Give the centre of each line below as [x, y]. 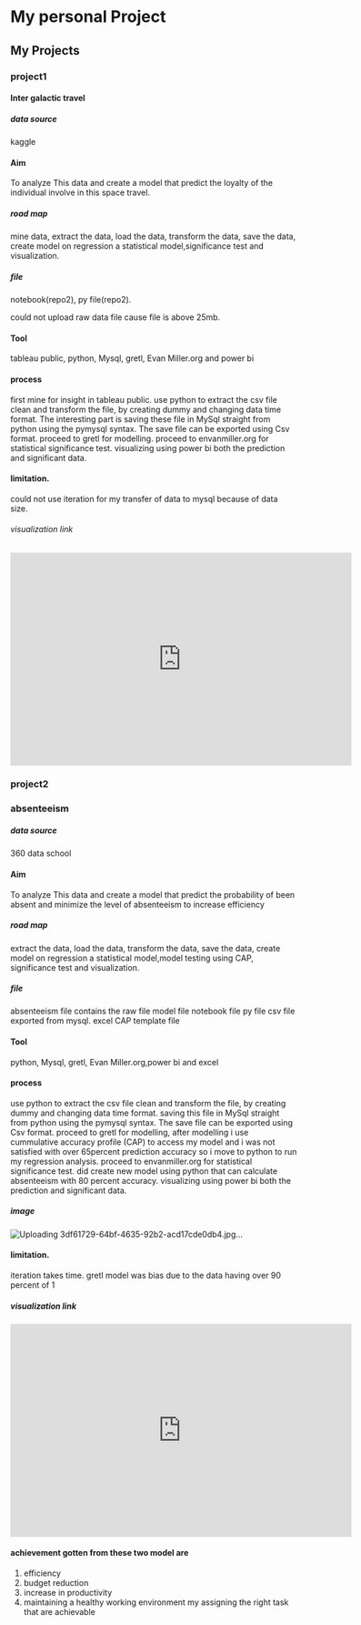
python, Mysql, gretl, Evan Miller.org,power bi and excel [115, 1062]
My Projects [45, 51]
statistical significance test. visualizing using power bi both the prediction [148, 447]
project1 [29, 77]
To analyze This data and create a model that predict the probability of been [153, 894]
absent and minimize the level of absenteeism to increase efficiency [137, 904]
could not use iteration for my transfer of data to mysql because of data [144, 499]
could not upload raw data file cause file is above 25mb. [115, 317]
